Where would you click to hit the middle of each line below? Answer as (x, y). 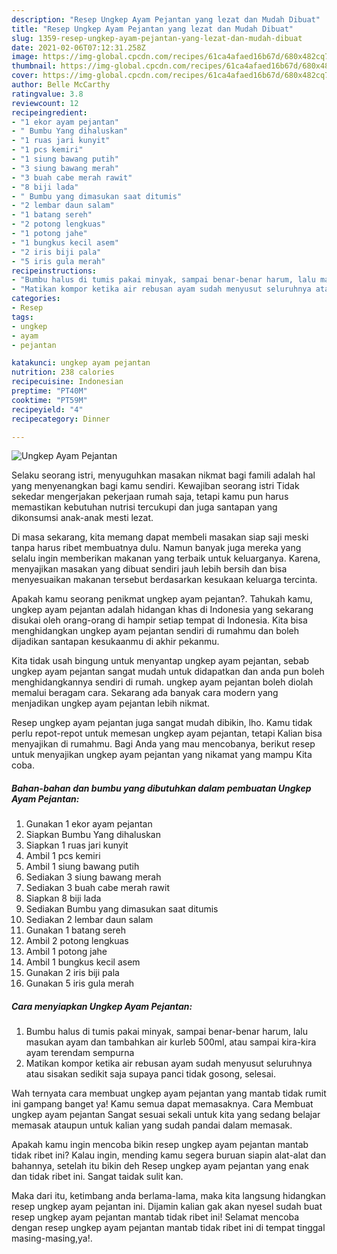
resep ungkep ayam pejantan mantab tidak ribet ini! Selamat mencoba (155, 1217)
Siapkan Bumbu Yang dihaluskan (93, 835)
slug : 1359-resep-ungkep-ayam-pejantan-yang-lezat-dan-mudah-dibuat (157, 38)
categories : (36, 299)
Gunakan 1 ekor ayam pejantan (89, 824)
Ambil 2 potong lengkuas (77, 941)
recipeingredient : (49, 112)
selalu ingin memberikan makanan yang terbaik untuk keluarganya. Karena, (166, 558)
